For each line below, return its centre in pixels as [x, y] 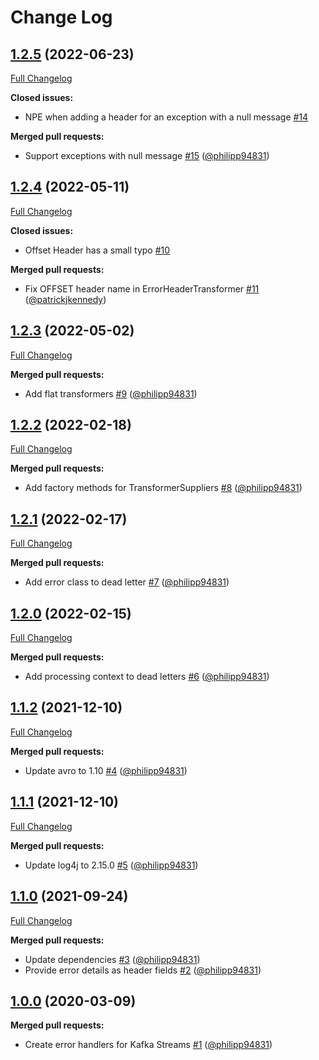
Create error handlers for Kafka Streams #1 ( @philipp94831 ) [148, 1045]
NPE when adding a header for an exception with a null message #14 [166, 117]
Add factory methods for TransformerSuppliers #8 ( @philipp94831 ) [163, 488]
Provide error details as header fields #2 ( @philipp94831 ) [143, 970]
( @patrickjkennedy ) [65, 299]
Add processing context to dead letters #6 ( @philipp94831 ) [147, 677]
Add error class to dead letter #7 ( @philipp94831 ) [127, 582]
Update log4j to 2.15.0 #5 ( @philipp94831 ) [111, 865]
